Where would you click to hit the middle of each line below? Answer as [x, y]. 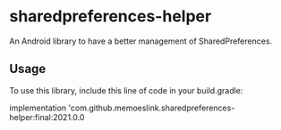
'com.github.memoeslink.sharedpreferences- [152, 108]
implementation [38, 108]
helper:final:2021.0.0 [47, 117]
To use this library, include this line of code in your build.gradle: [126, 90]
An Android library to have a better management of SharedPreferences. [141, 41]
